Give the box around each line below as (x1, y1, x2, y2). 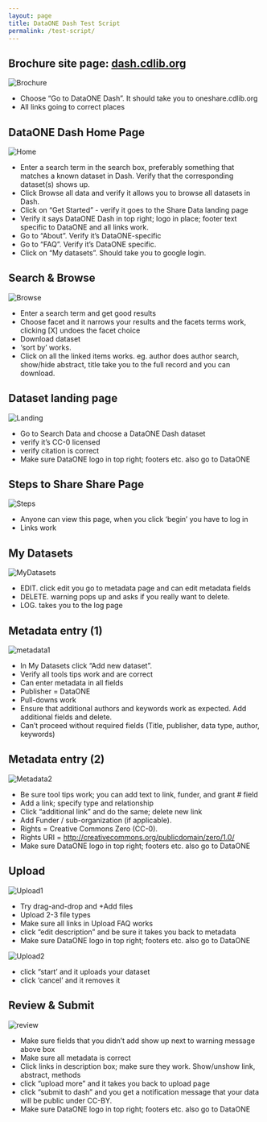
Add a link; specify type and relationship (19, 798, 154, 808)
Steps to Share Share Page (8, 478, 145, 491)
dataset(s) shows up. (19, 180, 90, 189)
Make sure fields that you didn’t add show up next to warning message (19, 1036, 256, 1045)
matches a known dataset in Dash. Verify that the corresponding (19, 171, 234, 180)
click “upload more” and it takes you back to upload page (19, 1079, 211, 1088)
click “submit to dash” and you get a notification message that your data (19, 1087, 260, 1096)
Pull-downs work (19, 695, 76, 705)
